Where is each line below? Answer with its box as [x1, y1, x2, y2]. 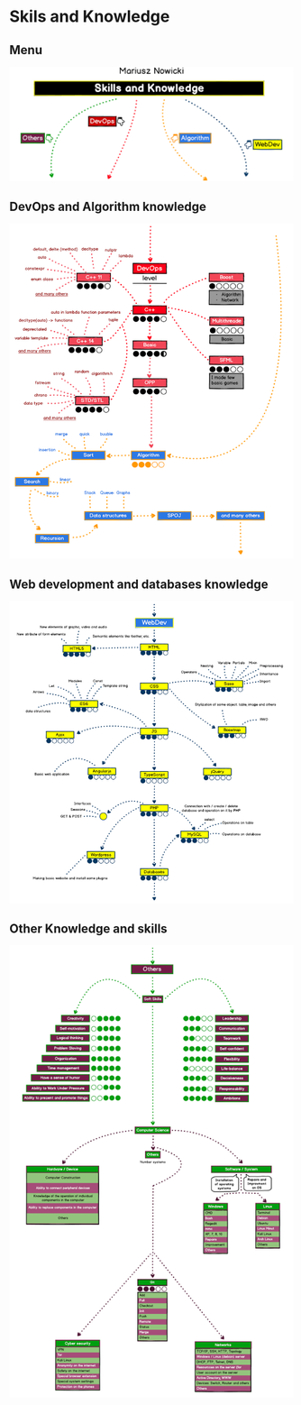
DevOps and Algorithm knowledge [9, 198, 207, 214]
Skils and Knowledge [9, 6, 170, 27]
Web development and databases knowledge [9, 576, 269, 592]
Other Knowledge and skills [9, 922, 169, 937]
